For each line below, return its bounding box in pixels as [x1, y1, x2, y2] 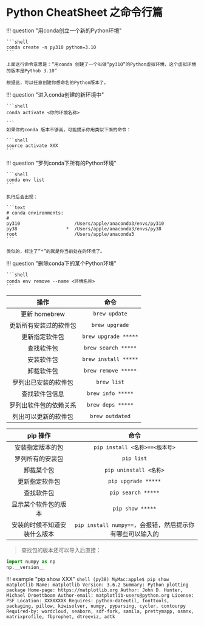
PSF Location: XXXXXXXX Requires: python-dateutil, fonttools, [6, 597, 170, 604]
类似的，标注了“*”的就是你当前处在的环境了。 [6, 248, 105, 254]
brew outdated [90, 413, 131, 419]
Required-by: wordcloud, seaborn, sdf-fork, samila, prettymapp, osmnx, [6, 608, 194, 614]
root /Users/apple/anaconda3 [6, 231, 135, 237]
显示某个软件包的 [11, 500, 61, 508]
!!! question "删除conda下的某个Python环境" [6, 260, 117, 267]
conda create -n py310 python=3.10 [6, 44, 97, 50]
